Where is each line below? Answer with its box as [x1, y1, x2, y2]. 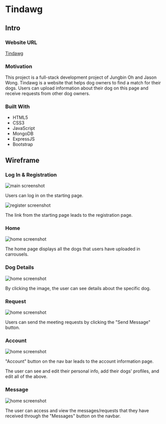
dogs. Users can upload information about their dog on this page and [5, 85, 148, 91]
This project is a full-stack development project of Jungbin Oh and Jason [5, 74, 157, 80]
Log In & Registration [5, 171, 57, 178]
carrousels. [5, 251, 29, 257]
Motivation [5, 63, 33, 70]
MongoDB [12, 130, 34, 137]
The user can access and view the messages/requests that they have [5, 407, 149, 413]
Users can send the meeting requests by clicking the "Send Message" [5, 319, 151, 325]
